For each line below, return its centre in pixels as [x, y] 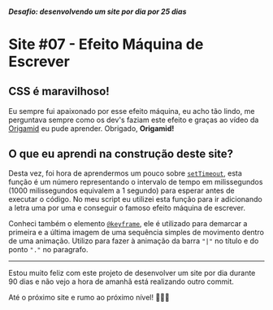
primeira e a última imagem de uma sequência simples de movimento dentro [136, 233]
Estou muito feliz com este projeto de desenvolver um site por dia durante [132, 273]
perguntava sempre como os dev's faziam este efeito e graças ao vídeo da [134, 120]
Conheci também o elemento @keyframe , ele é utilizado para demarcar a [128, 224]
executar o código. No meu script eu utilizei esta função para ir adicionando [135, 199]
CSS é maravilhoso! [59, 92]
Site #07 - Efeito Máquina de [106, 44]
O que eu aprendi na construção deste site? [121, 153]
